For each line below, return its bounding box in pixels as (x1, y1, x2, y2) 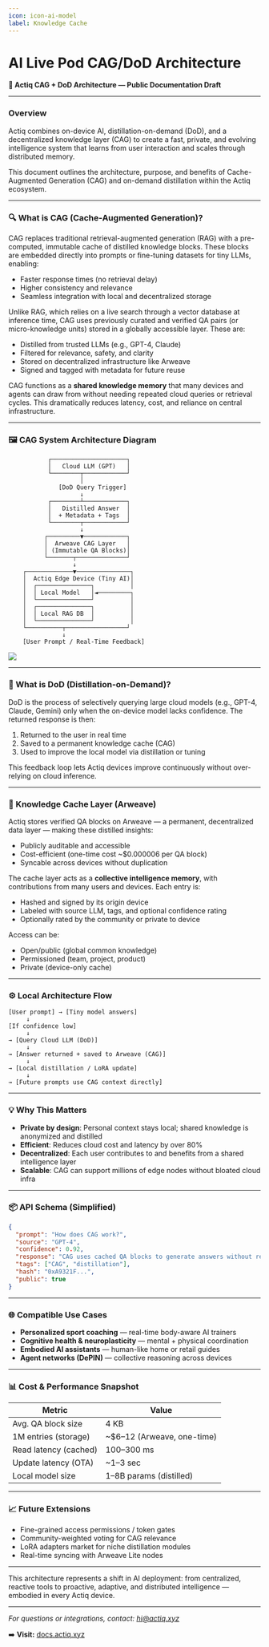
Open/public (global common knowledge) (19, 945, 158, 955)
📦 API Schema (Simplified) (8, 1202, 116, 1213)
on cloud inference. (32, 771, 98, 780)
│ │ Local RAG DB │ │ (22, 610, 134, 618)
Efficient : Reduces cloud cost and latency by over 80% (19, 1139, 203, 1149)
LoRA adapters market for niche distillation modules (19, 1541, 191, 1552)
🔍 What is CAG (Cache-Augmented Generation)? (8, 212, 203, 223)
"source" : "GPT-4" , (15, 1238, 81, 1246)
